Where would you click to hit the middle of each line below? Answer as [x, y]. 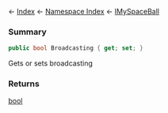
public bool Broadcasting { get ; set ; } [76, 48]
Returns [24, 84]
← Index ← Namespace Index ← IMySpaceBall [84, 11]
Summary [28, 32]
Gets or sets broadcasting [51, 63]
